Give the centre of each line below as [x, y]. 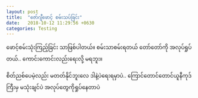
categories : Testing [32, 28]
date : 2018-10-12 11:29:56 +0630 [50, 23]
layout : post [22, 12]
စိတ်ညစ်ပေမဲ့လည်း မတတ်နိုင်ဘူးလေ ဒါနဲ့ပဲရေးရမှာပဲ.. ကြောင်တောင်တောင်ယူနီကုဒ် [99, 76]
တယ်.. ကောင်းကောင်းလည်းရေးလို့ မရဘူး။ [55, 59]
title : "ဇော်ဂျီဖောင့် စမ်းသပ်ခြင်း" [44, 17]
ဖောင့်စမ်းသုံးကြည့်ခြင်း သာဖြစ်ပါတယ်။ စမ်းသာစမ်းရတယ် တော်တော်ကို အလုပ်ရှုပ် [99, 47]
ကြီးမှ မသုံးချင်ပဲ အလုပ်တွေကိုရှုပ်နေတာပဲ [53, 87]
